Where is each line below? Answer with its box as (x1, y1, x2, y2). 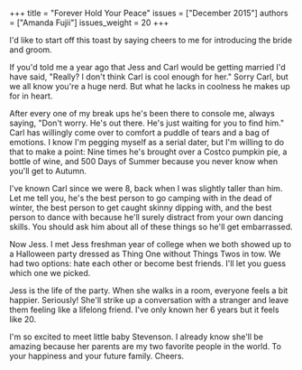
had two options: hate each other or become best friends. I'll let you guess (9, 258, 287, 269)
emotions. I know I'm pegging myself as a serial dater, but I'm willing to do (9, 137, 285, 147)
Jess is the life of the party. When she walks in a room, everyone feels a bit (9, 285, 288, 296)
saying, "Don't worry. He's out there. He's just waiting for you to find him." (9, 117, 285, 128)
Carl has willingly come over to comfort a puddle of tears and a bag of (9, 127, 270, 138)
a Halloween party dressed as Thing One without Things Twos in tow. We (9, 248, 281, 259)
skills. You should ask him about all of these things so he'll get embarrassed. (9, 221, 293, 232)
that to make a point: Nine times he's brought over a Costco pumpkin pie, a (9, 146, 288, 157)
